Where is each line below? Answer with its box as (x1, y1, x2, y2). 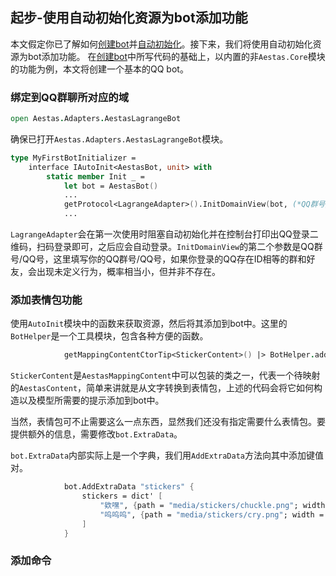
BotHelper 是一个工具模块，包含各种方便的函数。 (10, 330, 209, 342)
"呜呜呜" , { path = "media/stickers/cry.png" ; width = (99, 509, 325, 520)
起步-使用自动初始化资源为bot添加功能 (10, 9, 248, 27)
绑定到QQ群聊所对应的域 (10, 90, 130, 104)
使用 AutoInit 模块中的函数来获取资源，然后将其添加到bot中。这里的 (10, 318, 288, 330)
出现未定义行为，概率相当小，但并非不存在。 (36, 266, 221, 278)
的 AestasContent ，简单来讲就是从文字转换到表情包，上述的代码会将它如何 (10, 382, 315, 394)
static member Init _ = (46, 171, 145, 182)
